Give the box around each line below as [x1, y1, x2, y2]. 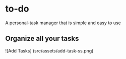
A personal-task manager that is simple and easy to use [5, 20, 121, 26]
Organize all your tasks [5, 34, 79, 43]
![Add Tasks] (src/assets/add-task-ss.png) [5, 47, 94, 53]
